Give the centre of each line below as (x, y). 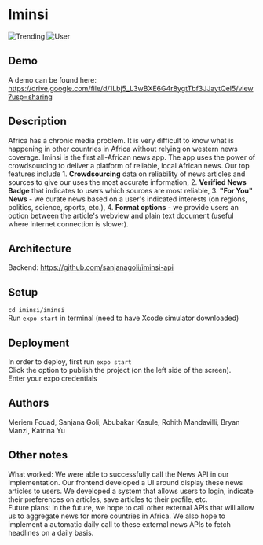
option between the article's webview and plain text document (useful (121, 215)
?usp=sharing (30, 97)
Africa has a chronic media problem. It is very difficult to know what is (121, 140)
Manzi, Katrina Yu (37, 430)
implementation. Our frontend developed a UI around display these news (126, 482)
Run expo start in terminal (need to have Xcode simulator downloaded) (124, 318)
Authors (29, 403)
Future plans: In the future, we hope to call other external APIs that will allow (131, 507)
